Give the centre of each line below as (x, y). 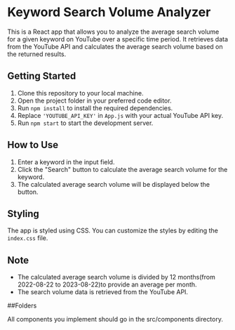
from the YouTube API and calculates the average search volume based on (115, 46)
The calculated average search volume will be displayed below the (114, 184)
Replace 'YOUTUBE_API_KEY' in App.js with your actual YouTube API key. (120, 115)
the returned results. (37, 54)
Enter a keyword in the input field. (66, 161)
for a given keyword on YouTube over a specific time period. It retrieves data (118, 39)
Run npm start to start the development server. (85, 123)
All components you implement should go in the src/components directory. (115, 319)
